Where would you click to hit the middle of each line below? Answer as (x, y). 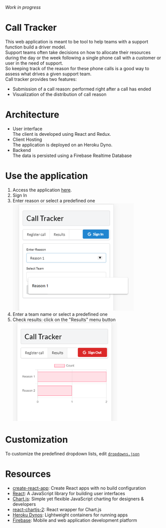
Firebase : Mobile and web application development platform (75, 520)
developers (24, 504)
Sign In (20, 195)
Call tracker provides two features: (41, 79)
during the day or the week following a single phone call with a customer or (83, 58)
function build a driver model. (36, 47)
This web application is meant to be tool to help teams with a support (77, 41)
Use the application (47, 176)
